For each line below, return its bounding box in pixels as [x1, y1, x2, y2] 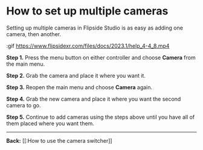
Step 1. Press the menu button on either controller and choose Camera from [6, 54, 196, 61]
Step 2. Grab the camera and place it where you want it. [6, 72, 146, 79]
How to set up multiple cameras [6, 4, 169, 18]
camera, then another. [6, 30, 62, 37]
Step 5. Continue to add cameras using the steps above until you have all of [6, 113, 195, 120]
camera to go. [6, 101, 41, 109]
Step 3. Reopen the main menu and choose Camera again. [6, 83, 153, 91]
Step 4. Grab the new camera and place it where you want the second [6, 95, 181, 102]
